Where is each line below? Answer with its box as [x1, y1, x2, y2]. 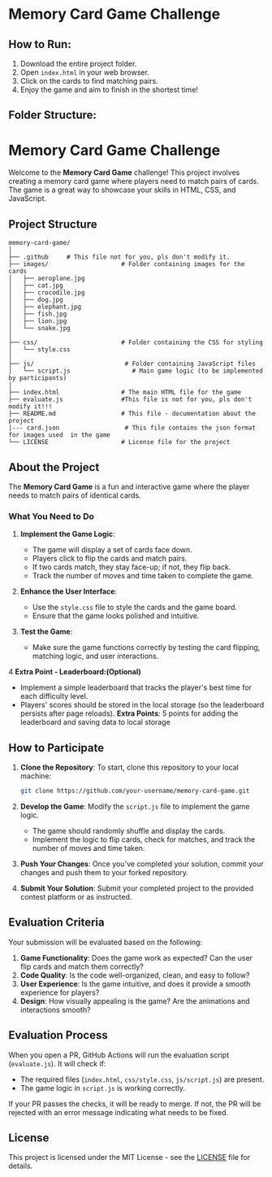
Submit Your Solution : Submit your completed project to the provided [19, 883, 254, 893]
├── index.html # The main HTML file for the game [8, 388, 242, 397]
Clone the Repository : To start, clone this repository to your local [19, 762, 240, 773]
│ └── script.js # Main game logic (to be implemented [8, 367, 264, 375]
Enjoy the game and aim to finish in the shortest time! [19, 85, 199, 94]
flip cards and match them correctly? [19, 961, 144, 971]
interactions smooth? [19, 1005, 91, 1014]
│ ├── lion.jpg [8, 317, 67, 325]
